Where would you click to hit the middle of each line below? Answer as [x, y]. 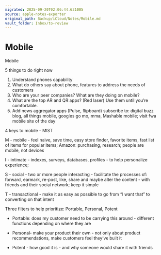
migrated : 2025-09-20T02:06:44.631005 [44, 10]
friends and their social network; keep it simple [52, 185]
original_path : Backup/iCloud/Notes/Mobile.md [53, 19]
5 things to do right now [29, 70]
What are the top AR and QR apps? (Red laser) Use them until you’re [80, 100]
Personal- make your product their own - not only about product [76, 233]
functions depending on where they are [51, 224]
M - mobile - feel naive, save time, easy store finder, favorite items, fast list [80, 140]
